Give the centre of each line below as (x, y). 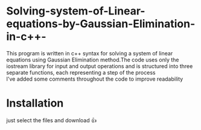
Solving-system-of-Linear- (76, 11)
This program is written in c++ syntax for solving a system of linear (90, 53)
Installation (35, 103)
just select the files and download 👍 (51, 120)
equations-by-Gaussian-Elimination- (101, 24)
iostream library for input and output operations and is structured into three (100, 66)
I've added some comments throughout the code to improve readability (95, 79)
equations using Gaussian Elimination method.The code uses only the (93, 60)
